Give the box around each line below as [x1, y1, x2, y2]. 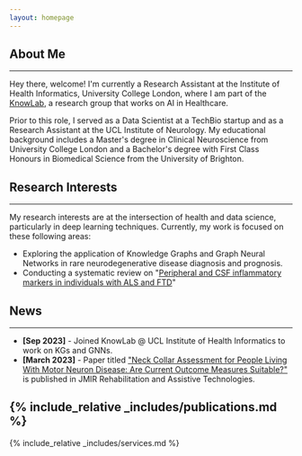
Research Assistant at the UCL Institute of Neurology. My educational [9, 125, 266, 136]
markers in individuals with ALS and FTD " [22, 277, 177, 288]
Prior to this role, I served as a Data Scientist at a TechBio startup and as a [9, 115, 284, 126]
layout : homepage [9, 13, 75, 22]
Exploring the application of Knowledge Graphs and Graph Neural [22, 248, 265, 259]
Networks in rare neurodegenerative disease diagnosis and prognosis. [22, 258, 283, 269]
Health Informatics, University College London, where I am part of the [9, 88, 267, 99]
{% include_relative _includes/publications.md [9, 399, 278, 415]
